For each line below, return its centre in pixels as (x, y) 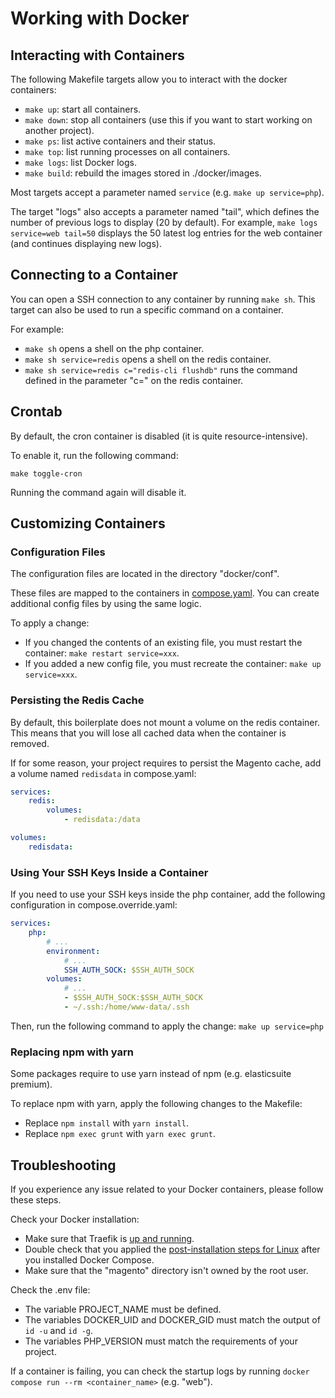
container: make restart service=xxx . (102, 653)
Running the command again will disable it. (98, 492)
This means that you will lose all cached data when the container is (148, 733)
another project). (59, 130)
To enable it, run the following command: (94, 455)
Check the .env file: (50, 1290)
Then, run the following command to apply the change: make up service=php (167, 1026)
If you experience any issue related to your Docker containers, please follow (167, 1189)
